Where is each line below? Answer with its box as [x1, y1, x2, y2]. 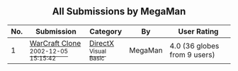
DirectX [89, 38, 115, 48]
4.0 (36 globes [169, 41, 220, 51]
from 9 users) [169, 49, 215, 59]
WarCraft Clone [29, 38, 81, 48]
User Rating [178, 26, 219, 36]
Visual [89, 47, 106, 55]
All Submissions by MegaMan [52, 6, 186, 18]
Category [89, 26, 123, 36]
